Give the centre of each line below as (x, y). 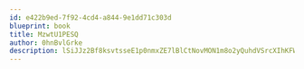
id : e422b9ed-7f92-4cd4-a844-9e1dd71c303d (90, 17)
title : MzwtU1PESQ (44, 34)
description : (34, 51)
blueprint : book (40, 26)
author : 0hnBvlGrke (46, 43)
